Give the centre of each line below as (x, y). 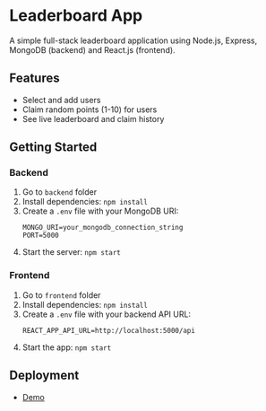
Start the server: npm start (71, 252)
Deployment (44, 376)
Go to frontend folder (61, 295)
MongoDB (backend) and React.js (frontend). (93, 49)
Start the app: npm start (67, 347)
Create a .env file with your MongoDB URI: (100, 211)
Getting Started (53, 148)
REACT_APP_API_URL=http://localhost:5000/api (108, 330)
